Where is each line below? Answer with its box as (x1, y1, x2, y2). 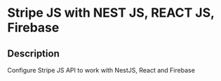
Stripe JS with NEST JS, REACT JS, (7, 5, 215, 21)
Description (7, 47, 60, 59)
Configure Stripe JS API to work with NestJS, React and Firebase (7, 66, 195, 74)
